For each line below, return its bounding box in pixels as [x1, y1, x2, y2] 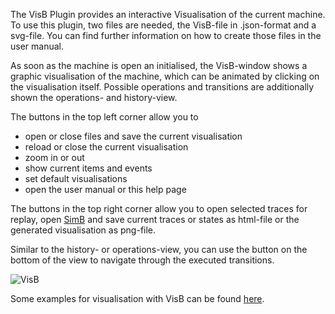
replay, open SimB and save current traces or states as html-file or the [10, 214, 300, 225]
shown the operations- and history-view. [10, 92, 178, 103]
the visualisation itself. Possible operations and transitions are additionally [10, 81, 315, 93]
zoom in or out [24, 152, 85, 163]
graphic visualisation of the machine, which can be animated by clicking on [10, 70, 320, 82]
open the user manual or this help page [24, 184, 187, 195]
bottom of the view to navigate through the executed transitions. [10, 254, 275, 266]
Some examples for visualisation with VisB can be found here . [10, 293, 265, 304]
